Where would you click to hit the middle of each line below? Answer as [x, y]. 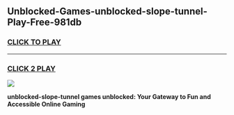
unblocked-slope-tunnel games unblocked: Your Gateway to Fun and [109, 96]
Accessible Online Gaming [46, 104]
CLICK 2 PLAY [31, 68]
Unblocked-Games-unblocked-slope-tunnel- [107, 11]
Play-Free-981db [45, 23]
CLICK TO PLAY [34, 43]
